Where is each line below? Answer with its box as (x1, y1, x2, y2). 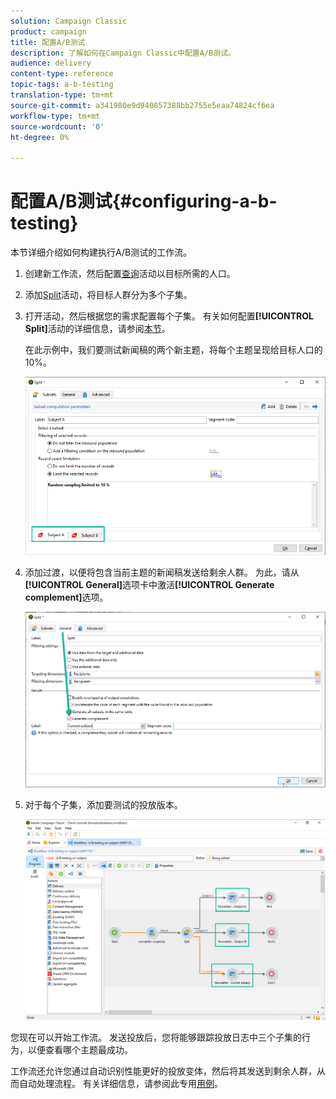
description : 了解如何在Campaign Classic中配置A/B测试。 (10, 48, 236, 58)
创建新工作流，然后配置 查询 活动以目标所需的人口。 (24, 268, 236, 280)
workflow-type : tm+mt (10, 111, 101, 121)
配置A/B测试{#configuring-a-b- (10, 190, 278, 213)
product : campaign (10, 26, 87, 37)
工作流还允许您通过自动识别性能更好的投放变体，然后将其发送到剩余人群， (10, 1065, 317, 1077)
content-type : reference (10, 69, 114, 79)
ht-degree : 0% (10, 132, 70, 142)
